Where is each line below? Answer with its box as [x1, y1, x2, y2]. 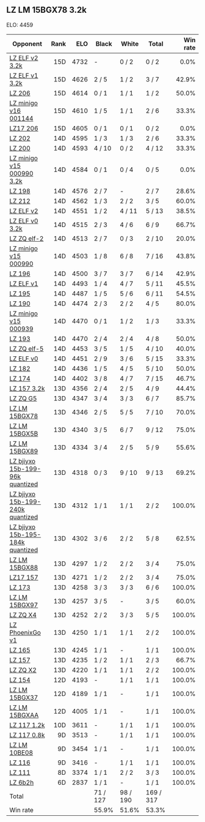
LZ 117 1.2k [9, 720, 45, 729]
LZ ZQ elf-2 [9, 234, 44, 242]
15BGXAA [9, 711, 39, 719]
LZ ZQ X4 [9, 610, 37, 619]
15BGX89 [9, 447, 38, 455]
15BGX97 [9, 600, 38, 609]
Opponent [12, 39, 43, 48]
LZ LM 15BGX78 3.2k [6, 5, 87, 15]
